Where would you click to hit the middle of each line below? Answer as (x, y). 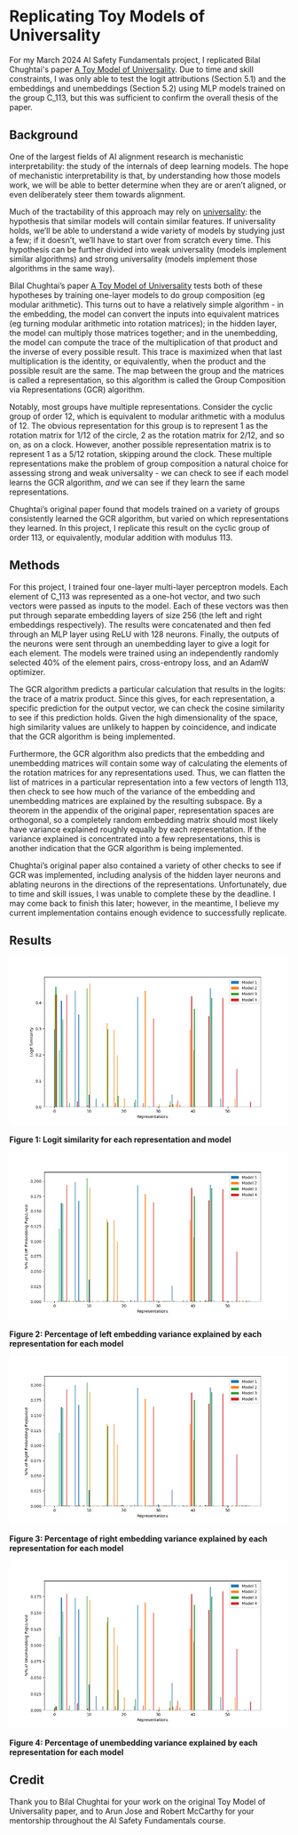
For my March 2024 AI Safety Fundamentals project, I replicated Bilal (135, 60)
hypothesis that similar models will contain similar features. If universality (143, 221)
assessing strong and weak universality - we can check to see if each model (149, 472)
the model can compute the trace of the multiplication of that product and (144, 342)
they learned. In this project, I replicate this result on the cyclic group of (140, 527)
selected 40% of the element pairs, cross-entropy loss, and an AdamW (139, 662)
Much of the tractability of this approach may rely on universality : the (135, 212)
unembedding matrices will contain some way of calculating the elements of (149, 763)
